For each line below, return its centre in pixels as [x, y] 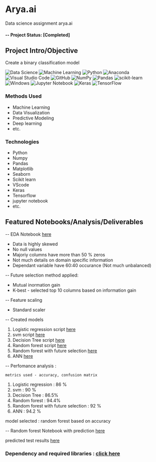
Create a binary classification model [42, 63]
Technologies [22, 142]
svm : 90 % [24, 389]
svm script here [29, 335]
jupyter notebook [30, 201]
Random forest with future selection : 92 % [57, 406]
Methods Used [23, 96]
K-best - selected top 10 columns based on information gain [74, 290]
